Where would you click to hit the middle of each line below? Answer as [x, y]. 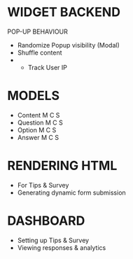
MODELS [34, 96]
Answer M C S [38, 137]
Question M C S [40, 122]
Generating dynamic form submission [71, 192]
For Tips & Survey [43, 185]
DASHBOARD [46, 220]
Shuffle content [40, 52]
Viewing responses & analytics [62, 247]
